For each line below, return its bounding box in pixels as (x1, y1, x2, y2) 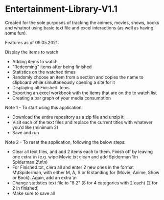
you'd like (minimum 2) (12, 124, 59, 130)
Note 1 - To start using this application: (5, 104, 83, 110)
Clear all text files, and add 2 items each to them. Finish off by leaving (12, 149, 153, 154)
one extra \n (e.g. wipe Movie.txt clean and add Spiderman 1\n (12, 153, 138, 160)
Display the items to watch (5, 49, 59, 55)
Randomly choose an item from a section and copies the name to (12, 74, 143, 80)
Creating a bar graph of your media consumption (12, 95, 111, 101)
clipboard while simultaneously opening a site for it (12, 79, 115, 85)
